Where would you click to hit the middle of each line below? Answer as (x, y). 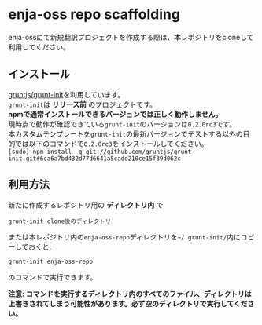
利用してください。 (39, 47)
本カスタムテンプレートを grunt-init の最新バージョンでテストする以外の (125, 133)
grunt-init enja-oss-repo (50, 261)
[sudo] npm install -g (45, 152)
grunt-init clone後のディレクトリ (60, 221)
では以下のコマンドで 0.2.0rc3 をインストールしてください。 (111, 144)
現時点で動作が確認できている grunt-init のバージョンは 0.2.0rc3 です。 (122, 124)
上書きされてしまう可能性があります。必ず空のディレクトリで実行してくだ (128, 303)
